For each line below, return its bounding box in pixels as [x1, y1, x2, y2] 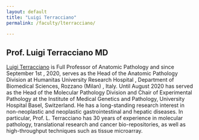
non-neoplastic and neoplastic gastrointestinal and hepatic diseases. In [6, 108, 183, 115]
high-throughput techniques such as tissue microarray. [6, 127, 143, 135]
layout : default [6, 8, 47, 15]
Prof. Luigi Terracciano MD [6, 47, 109, 58]
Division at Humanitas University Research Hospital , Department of [6, 76, 174, 84]
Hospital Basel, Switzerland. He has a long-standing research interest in [6, 102, 185, 109]
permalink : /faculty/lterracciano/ [6, 20, 96, 26]
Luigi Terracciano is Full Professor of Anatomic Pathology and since [6, 64, 175, 71]
